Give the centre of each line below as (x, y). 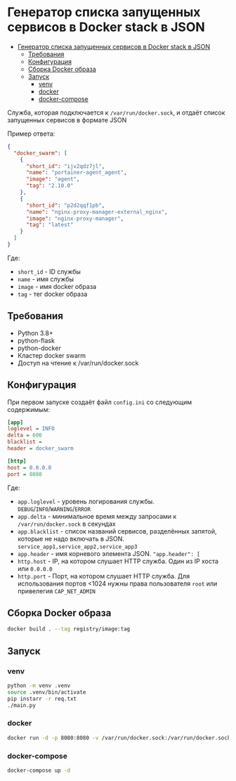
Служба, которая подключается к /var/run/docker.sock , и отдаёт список (116, 112)
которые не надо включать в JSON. (71, 538)
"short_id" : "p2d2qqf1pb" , (65, 205)
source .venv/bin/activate (47, 692)
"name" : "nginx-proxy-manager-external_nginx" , (97, 212)
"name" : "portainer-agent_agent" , (77, 173)
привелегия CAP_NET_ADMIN (57, 590)
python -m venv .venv (39, 685)
